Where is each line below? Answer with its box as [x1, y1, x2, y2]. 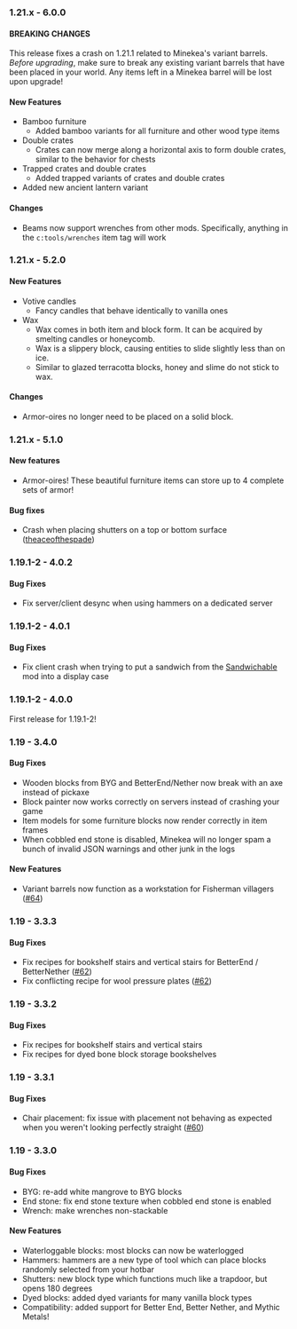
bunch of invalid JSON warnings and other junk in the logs [21, 843, 236, 854]
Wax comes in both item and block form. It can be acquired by [35, 324, 263, 335]
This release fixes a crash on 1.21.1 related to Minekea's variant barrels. [9, 48, 269, 59]
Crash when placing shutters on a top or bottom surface [21, 525, 228, 535]
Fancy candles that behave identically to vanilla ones [35, 305, 229, 316]
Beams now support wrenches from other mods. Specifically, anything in [21, 222, 288, 233]
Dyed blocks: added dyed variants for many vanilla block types [21, 1292, 253, 1302]
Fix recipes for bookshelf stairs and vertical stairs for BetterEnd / [21, 957, 259, 968]
